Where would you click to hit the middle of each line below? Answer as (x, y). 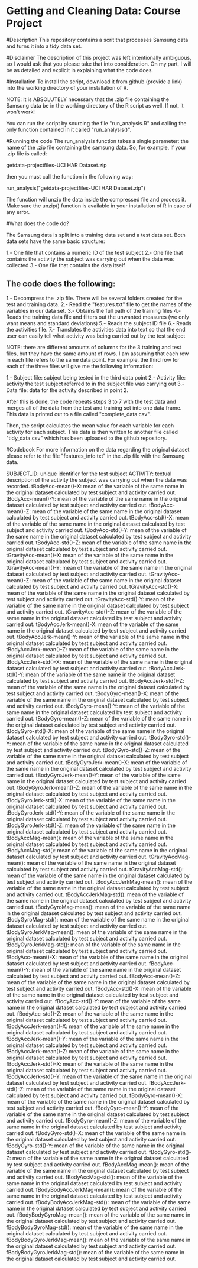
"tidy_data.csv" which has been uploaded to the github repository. (87, 438)
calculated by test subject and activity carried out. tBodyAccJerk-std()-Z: (95, 680)
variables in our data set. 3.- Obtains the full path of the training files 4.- (94, 310)
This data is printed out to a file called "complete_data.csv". (79, 414)
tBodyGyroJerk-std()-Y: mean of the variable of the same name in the (91, 813)
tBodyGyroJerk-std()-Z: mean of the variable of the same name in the (91, 825)
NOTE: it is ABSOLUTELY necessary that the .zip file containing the (88, 99)
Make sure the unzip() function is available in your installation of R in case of (99, 206)
